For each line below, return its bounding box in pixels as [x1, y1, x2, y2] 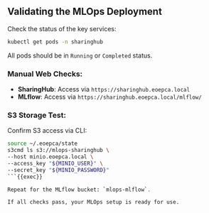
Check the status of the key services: [7, 24, 117, 33]
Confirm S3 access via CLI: [7, 126, 87, 135]
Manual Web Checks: [7, 69, 83, 79]
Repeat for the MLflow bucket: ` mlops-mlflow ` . [7, 186, 151, 193]
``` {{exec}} [7, 173, 43, 180]
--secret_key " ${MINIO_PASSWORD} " [7, 166, 110, 173]
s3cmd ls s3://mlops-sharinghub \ [7, 147, 110, 154]
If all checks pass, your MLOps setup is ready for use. [7, 199, 180, 206]
